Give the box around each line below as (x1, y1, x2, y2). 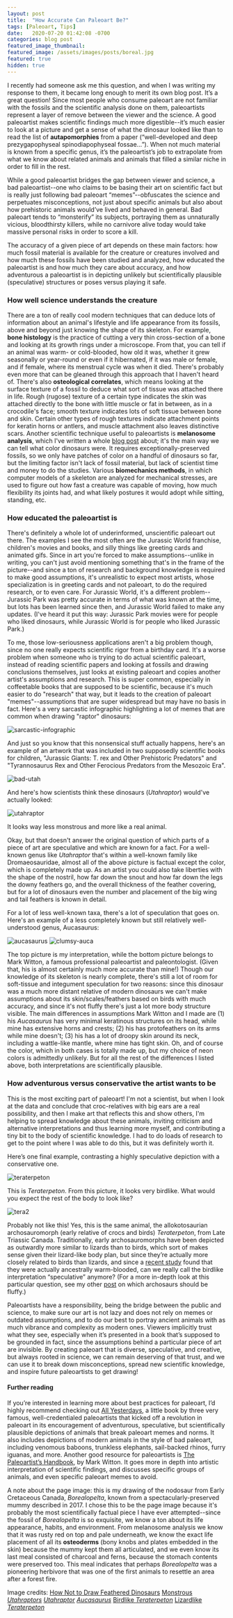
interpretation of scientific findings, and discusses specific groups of (7, 1465, 205, 1473)
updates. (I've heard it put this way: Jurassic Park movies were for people (7, 610, 218, 619)
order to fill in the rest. (7, 162, 71, 170)
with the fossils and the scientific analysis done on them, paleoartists (7, 103, 205, 111)
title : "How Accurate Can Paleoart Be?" (7, 17, 129, 24)
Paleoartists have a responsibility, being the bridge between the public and (7, 1301, 221, 1309)
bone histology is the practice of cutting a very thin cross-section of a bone (7, 333, 225, 341)
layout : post (7, 10, 45, 17)
